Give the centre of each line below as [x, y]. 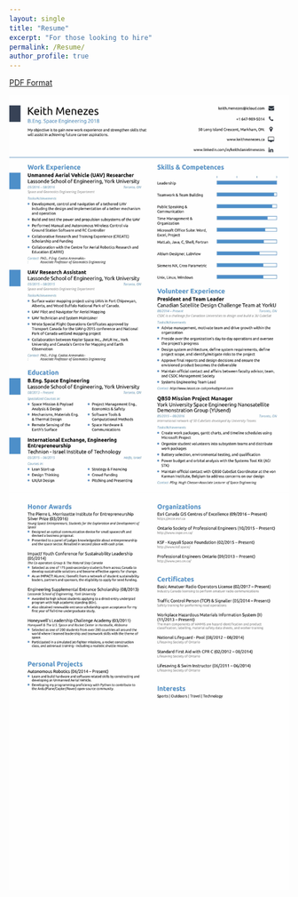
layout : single [37, 19]
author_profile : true [49, 56]
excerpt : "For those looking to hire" [81, 37]
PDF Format [31, 83]
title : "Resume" [39, 28]
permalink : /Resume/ [47, 47]
